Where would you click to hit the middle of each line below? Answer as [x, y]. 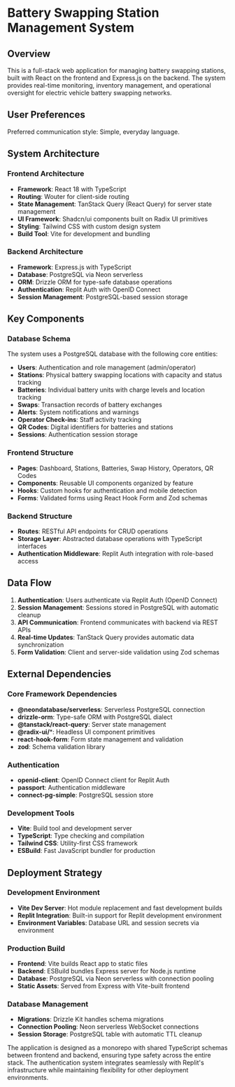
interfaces [32, 546]
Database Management [48, 1004]
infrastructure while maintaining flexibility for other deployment [98, 1070]
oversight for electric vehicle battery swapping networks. [90, 93]
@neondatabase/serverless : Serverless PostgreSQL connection [111, 709]
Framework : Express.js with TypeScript [74, 267]
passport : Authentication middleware [71, 787]
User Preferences [46, 115]
